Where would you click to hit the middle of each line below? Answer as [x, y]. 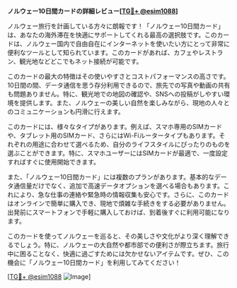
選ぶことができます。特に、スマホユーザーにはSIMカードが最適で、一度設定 [118, 153]
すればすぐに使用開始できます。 [54, 162]
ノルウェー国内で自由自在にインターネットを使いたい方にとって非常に [128, 44]
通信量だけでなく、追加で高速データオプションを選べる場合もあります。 [118, 186]
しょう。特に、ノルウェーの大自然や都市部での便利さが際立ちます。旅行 [125, 245]
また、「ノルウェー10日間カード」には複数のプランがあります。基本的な [111, 177]
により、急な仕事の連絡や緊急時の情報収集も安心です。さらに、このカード [121, 194]
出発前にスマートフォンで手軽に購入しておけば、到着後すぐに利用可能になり [118, 212]
